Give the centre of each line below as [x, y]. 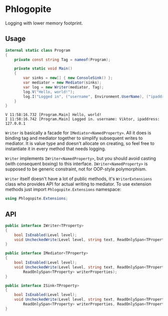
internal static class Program [38, 50]
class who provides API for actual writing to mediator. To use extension [78, 184]
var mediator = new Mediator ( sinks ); [62, 82]
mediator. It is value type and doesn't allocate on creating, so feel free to [80, 143]
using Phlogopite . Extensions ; [37, 198]
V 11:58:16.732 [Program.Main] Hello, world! [53, 115]
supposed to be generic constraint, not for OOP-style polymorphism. [76, 169]
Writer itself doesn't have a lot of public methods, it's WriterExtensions [79, 179]
